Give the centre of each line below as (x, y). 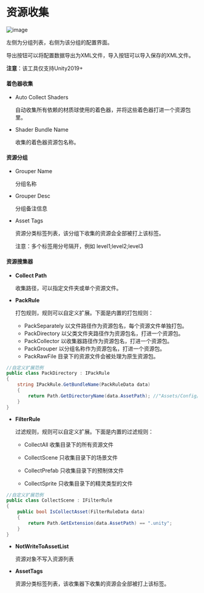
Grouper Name (34, 171)
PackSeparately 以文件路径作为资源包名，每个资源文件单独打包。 (106, 325)
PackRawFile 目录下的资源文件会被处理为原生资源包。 (91, 356)
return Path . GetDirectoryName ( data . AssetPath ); (89, 396)
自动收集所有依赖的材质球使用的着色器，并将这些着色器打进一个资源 (100, 110)
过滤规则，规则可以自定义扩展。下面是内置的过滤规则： (84, 431)
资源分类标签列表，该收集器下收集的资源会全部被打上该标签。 (92, 583)
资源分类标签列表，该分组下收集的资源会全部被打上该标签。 (90, 233)
